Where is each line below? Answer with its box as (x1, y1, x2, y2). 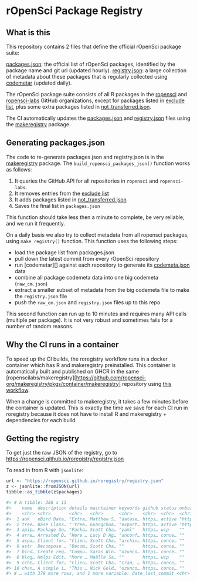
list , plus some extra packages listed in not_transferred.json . (6, 103, 151, 110)
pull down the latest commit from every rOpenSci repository (14, 255, 159, 262)
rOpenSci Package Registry (6, 4, 143, 18)
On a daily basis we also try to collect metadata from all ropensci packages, (6, 231, 189, 238)
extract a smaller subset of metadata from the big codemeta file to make (14, 286, 189, 293)
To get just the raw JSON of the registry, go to (6, 449, 117, 456)
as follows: (6, 166, 32, 173)
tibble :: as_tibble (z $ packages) (6, 489, 83, 495)
